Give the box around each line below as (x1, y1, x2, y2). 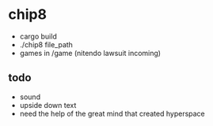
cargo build (19, 31, 57, 41)
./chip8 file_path (19, 39, 74, 49)
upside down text (19, 100, 77, 109)
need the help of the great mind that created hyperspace (19, 109, 206, 118)
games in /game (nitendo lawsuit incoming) (19, 48, 161, 57)
